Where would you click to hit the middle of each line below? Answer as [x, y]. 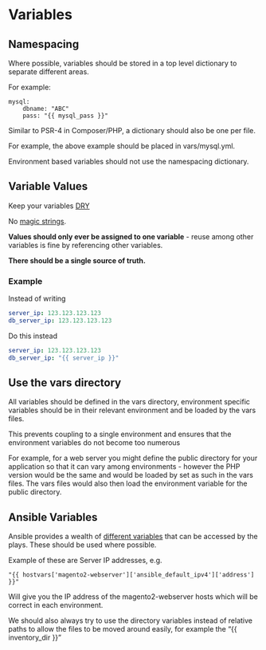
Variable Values [48, 186]
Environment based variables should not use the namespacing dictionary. [129, 162]
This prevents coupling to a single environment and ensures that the [120, 434]
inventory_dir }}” [35, 638]
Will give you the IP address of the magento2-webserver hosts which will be [133, 597]
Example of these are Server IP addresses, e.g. [85, 561]
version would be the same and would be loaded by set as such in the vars [131, 475]
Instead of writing [37, 299]
